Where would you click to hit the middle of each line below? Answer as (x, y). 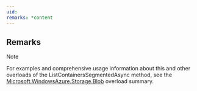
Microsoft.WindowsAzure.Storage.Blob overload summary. (80, 81)
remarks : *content (30, 18)
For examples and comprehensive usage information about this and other (99, 69)
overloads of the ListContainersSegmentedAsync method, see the (89, 75)
